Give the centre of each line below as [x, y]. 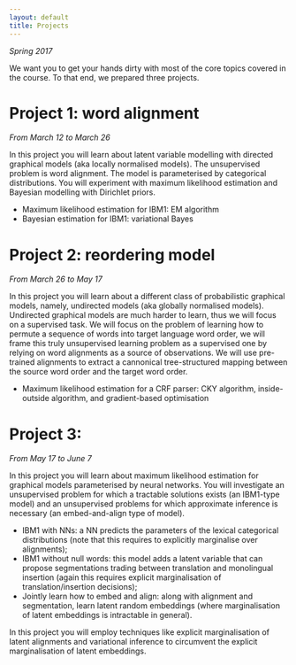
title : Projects [39, 26]
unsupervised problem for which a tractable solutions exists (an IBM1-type [144, 495]
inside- [271, 389]
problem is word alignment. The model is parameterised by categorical [138, 174]
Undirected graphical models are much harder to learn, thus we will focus [143, 315]
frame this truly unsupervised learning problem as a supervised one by [138, 344]
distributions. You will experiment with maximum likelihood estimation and [144, 183]
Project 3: [46, 434]
